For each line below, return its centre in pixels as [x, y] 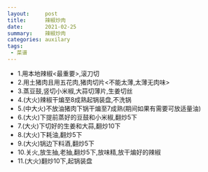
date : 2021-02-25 [42, 27]
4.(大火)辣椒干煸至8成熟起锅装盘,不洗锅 [74, 99]
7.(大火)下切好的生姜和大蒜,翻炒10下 [69, 126]
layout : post [33, 14]
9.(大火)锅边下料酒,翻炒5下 [56, 143]
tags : [15, 46]
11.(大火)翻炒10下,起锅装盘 [55, 161]
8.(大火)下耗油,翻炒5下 [50, 134]
